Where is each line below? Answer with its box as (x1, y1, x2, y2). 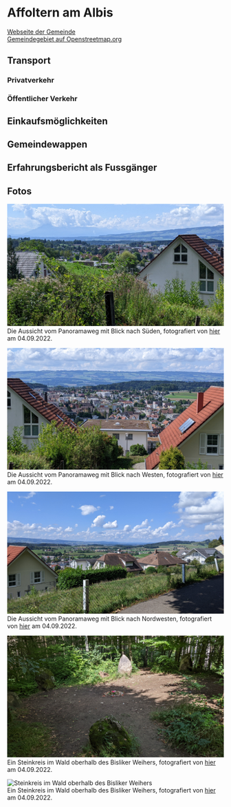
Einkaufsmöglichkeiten (7, 115, 108, 127)
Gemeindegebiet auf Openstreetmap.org (7, 34, 122, 43)
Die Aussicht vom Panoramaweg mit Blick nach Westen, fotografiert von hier (7, 471, 223, 479)
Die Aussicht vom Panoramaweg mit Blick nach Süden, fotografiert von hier (7, 327, 221, 335)
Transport (7, 55, 51, 67)
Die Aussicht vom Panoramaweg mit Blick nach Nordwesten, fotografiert (7, 614, 212, 623)
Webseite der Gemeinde (7, 28, 76, 36)
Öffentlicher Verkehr (7, 94, 78, 104)
